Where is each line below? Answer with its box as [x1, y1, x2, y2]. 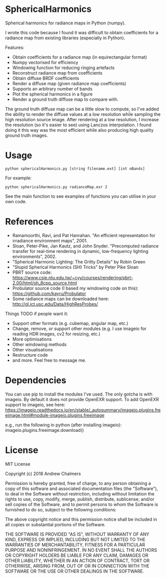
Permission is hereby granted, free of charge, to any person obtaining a [5, 480, 151, 486]
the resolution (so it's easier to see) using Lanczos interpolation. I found [5, 122, 152, 128]
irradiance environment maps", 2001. [12, 238, 88, 244]
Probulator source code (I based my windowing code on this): [12, 285, 139, 291]
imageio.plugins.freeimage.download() [5, 427, 84, 433]
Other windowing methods [12, 341, 67, 347]
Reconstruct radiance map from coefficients [12, 70, 103, 76]
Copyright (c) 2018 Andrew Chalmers [5, 471, 81, 477]
